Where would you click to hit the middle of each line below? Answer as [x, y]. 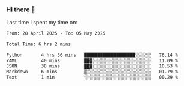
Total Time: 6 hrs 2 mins [38, 44]
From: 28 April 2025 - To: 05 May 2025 [56, 33]
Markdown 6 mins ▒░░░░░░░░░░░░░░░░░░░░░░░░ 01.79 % [92, 72]
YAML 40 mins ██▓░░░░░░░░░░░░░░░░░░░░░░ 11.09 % [92, 60]
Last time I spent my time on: [42, 23]
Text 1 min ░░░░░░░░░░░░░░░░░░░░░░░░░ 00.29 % [92, 77]
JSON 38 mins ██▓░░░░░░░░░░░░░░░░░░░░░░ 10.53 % [92, 66]
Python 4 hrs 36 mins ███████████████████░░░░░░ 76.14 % [92, 55]
